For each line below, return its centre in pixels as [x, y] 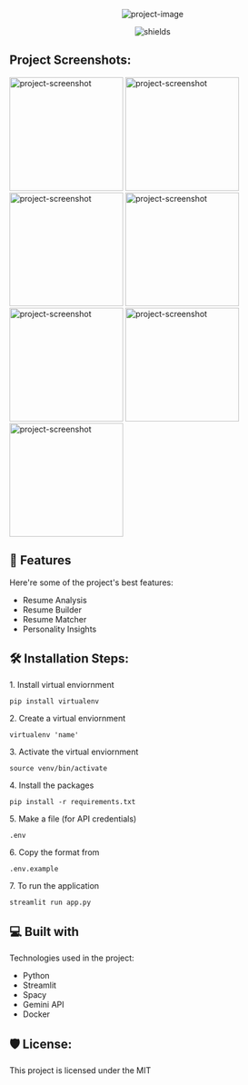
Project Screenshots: [70, 60]
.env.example [34, 869]
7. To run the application [55, 886]
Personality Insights [60, 629]
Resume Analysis [55, 600]
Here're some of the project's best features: [92, 582]
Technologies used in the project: [72, 958]
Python [36, 976]
